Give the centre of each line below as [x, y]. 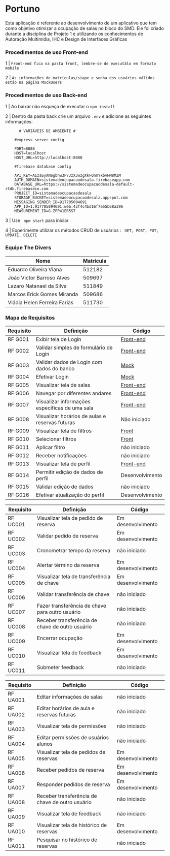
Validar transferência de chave [73, 594]
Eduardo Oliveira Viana [35, 269]
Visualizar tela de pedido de [70, 518]
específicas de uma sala [65, 408]
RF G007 [18, 405]
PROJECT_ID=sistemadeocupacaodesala [53, 193]
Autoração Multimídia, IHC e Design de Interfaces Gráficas [66, 39]
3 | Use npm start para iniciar [37, 220]
